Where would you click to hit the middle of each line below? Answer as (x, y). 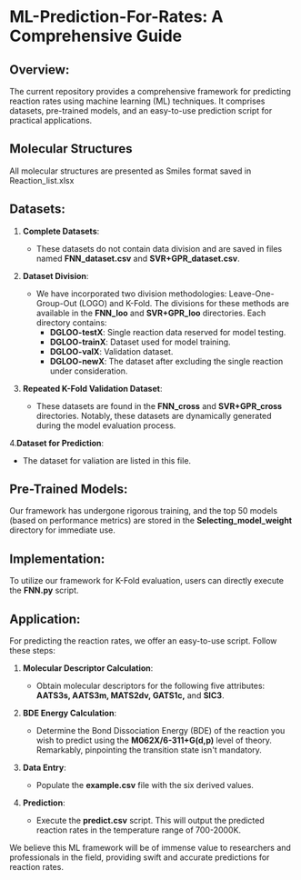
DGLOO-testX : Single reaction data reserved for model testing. (168, 332)
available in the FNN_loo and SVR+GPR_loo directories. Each (151, 313)
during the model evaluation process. (106, 425)
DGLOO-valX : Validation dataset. (111, 351)
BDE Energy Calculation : (69, 713)
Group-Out (56, 303)
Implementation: (57, 559)
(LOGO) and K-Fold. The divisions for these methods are (184, 303)
